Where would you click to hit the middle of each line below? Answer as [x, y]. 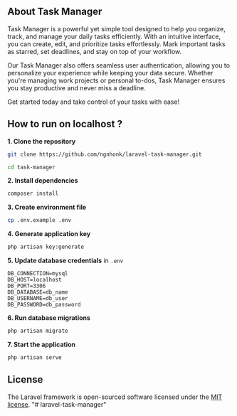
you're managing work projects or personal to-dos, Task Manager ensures [116, 80]
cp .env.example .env [39, 220]
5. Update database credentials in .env [65, 260]
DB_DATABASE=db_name [38, 292]
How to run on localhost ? [65, 124]
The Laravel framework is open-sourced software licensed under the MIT [115, 397]
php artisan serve [35, 357]
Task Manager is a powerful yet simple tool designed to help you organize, [116, 28]
